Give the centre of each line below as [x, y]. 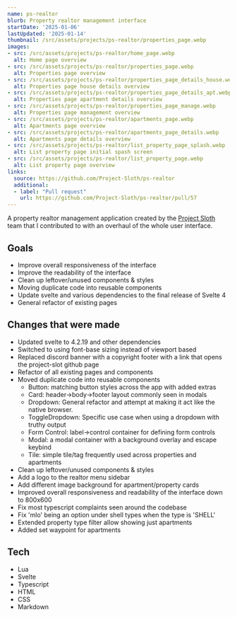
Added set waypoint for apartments [69, 530]
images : [19, 47]
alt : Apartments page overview [60, 126]
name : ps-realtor [33, 14]
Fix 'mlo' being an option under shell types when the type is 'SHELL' [116, 514]
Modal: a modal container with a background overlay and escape [122, 439]
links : [17, 172]
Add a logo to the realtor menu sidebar [74, 477]
